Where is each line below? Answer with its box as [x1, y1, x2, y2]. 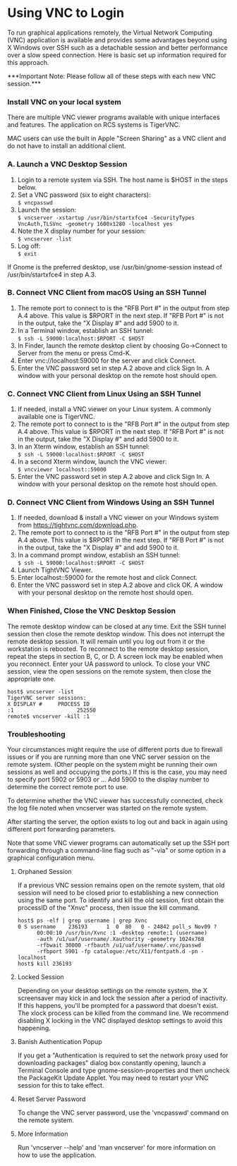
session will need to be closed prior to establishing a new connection [17, 889, 219, 897]
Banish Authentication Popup [17, 1038, 102, 1046]
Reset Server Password [17, 1095, 86, 1103]
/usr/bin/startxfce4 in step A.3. [7, 270, 97, 279]
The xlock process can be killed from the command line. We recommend [17, 1009, 229, 1017]
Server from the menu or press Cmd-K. [17, 348, 132, 357]
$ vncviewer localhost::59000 [17, 466, 107, 473]
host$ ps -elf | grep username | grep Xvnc [17, 917, 148, 925]
